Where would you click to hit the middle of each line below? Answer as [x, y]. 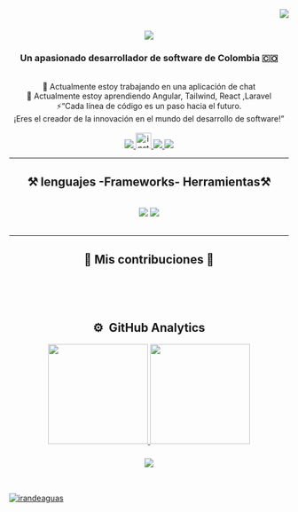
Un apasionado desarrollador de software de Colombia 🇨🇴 [149, 59]
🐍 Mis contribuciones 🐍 [149, 260]
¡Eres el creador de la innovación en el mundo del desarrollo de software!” [149, 119]
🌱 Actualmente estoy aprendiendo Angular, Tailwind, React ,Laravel [149, 96]
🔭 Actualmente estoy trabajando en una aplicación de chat [149, 87]
